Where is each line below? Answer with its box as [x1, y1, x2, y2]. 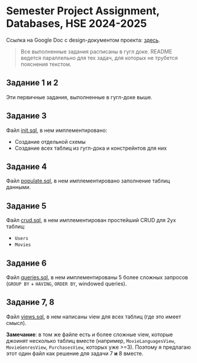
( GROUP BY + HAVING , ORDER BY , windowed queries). [6, 280, 127, 287]
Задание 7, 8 [6, 297, 55, 307]
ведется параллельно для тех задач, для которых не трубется [20, 54, 179, 61]
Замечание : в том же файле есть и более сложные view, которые [6, 331, 173, 338]
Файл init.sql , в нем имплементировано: [6, 127, 108, 134]
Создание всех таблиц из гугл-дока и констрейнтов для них [14, 144, 167, 151]
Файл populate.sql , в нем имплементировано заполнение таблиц [6, 177, 170, 185]
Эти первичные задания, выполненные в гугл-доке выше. [6, 93, 153, 100]
